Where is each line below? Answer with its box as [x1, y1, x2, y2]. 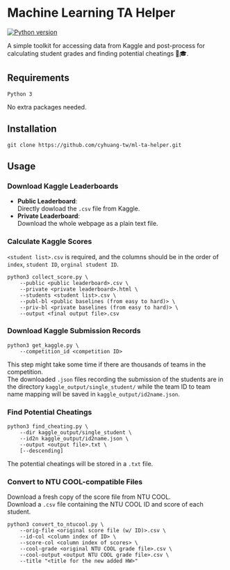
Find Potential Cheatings [7, 407, 92, 417]
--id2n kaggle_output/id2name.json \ [19, 436, 129, 442]
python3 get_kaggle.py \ [7, 341, 79, 349]
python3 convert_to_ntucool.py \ [7, 521, 104, 528]
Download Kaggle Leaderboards [7, 181, 119, 191]
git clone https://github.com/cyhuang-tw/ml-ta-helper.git [7, 141, 182, 148]
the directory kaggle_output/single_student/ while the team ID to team [7, 382, 211, 391]
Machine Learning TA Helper [7, 5, 176, 21]
